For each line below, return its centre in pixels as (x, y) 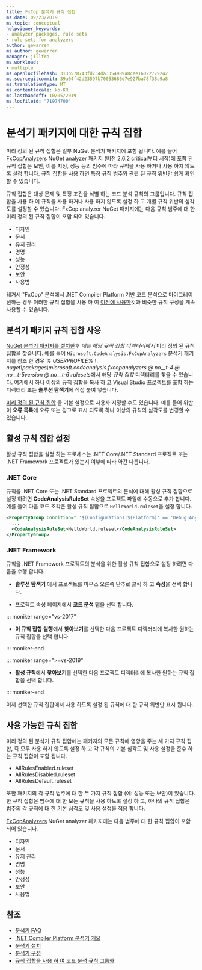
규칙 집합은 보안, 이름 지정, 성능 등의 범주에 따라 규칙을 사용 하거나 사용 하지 (95, 165)
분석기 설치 (28, 945)
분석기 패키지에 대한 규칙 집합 (74, 133)
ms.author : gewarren (32, 51)
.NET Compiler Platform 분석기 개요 (58, 938)
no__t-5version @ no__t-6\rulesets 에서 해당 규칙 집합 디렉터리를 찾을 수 (92, 375)
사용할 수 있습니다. (28, 309)
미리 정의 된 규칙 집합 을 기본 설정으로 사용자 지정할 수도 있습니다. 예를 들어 (94, 403)
